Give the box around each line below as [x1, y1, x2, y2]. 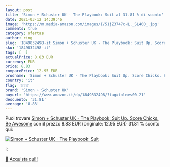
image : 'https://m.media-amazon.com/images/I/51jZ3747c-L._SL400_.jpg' [5, 21, 159, 27]
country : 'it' [5, 78, 35, 83]
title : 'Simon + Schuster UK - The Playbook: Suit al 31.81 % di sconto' [5, 12, 164, 17]
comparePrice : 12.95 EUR [5, 69, 58, 74]
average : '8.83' [5, 102, 39, 107]
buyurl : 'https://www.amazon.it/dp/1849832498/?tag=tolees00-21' [5, 92, 146, 97]
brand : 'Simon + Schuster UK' [5, 87, 69, 93]
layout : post [5, 7, 33, 13]
